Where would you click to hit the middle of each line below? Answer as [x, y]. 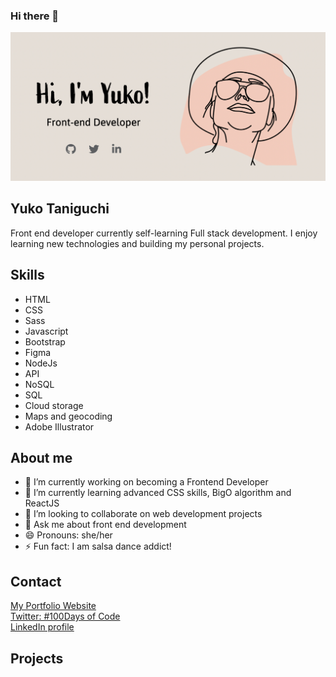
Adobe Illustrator [59, 426]
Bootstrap [45, 341]
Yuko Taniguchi [60, 209]
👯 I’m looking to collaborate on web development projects [143, 514]
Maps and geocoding [68, 416]
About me [41, 458]
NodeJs [41, 363]
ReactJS [42, 503]
